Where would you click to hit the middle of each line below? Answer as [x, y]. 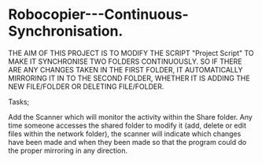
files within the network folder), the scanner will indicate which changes [125, 133]
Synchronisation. [66, 31]
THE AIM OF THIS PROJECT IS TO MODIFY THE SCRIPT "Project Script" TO [131, 53]
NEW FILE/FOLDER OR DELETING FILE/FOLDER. [86, 86]
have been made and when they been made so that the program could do [127, 142]
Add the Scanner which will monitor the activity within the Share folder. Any [131, 117]
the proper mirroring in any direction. [68, 150]
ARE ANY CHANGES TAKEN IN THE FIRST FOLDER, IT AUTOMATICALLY [125, 69]
